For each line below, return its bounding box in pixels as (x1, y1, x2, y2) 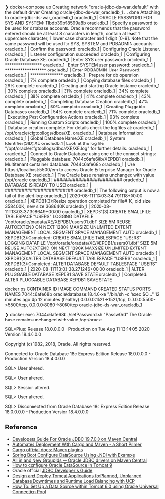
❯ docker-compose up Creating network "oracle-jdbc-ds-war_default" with (5, 4, 159, 10)
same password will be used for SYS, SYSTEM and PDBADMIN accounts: (5, 41, 154, 46)
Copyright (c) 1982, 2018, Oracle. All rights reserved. (5, 341, 112, 347)
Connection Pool (12, 488, 46, 495)
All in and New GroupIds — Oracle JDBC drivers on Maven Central (12, 457, 147, 463)
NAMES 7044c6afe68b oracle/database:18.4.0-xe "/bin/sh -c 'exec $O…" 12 (5, 291, 160, 297)
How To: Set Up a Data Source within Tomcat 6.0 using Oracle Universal (12, 483, 159, 489)
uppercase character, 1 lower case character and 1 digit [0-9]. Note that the (5, 36, 158, 41)
